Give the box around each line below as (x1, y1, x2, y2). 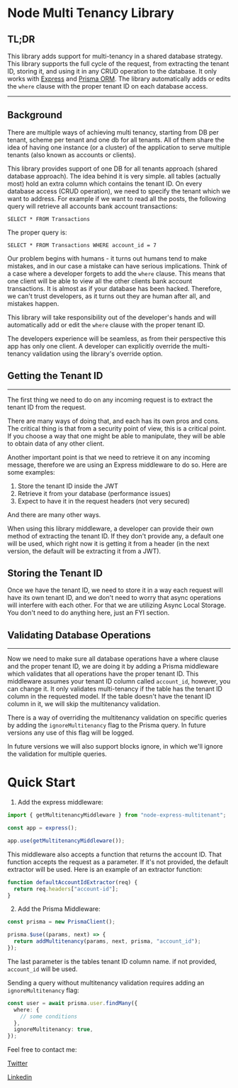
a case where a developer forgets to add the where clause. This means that (7, 269, 225, 278)
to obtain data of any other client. (7, 439, 105, 448)
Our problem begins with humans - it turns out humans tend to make (7, 254, 208, 263)
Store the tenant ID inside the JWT (17, 482, 118, 490)
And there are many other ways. (7, 510, 101, 518)
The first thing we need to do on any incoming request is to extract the (7, 395, 213, 404)
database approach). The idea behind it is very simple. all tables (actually (7, 171, 221, 180)
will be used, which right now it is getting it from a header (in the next (7, 539, 210, 548)
